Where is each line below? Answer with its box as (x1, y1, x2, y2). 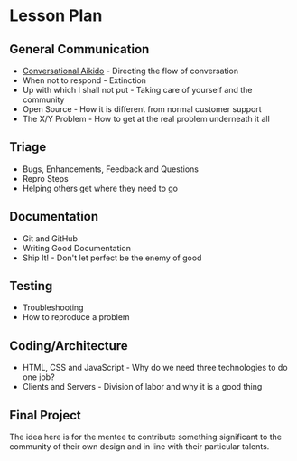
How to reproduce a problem (22, 312, 130, 323)
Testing (9, 278, 53, 294)
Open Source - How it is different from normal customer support (22, 104, 262, 114)
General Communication (9, 42, 150, 57)
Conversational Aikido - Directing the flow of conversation (22, 65, 239, 76)
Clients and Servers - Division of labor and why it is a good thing (22, 381, 263, 392)
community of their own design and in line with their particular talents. (9, 441, 270, 452)
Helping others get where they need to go (22, 183, 179, 193)
